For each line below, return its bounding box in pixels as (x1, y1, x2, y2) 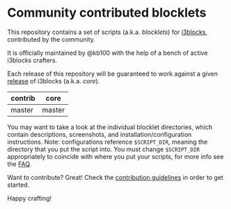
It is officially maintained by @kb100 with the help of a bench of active (7, 49, 208, 57)
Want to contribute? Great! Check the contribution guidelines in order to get (7, 173, 224, 181)
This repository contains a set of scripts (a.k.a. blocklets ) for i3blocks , (7, 28, 208, 36)
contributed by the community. (7, 35, 96, 43)
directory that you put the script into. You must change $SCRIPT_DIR (7, 144, 200, 153)
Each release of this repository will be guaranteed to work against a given (7, 69, 218, 78)
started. (7, 181, 30, 189)
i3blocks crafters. (7, 56, 58, 64)
